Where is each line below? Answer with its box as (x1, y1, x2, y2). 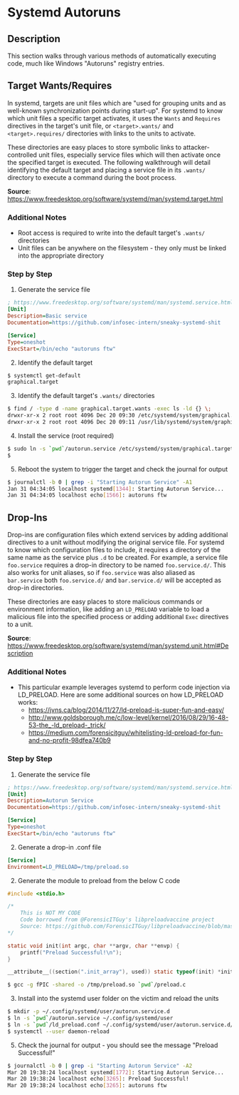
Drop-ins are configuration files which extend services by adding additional (7, 531, 228, 539)
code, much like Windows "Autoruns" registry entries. (7, 59, 165, 68)
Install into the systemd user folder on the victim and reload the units (17, 994, 219, 1003)
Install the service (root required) (17, 431, 115, 439)
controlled (7, 151, 38, 159)
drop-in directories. (7, 584, 64, 592)
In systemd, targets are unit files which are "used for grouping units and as (7, 98, 226, 107)
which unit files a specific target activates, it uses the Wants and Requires (7, 113, 221, 122)
